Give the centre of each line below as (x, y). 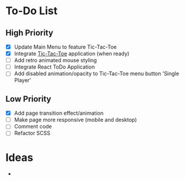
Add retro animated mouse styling (55, 60)
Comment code (33, 127)
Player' (23, 80)
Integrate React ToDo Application (54, 67)
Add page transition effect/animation (59, 113)
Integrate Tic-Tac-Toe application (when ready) (72, 54)
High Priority (30, 33)
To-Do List (32, 11)
